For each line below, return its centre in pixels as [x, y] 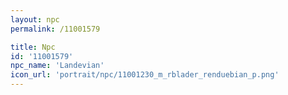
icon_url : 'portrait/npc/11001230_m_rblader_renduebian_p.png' [145, 75]
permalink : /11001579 [55, 29]
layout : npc [35, 19]
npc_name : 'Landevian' [57, 66]
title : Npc [33, 47]
